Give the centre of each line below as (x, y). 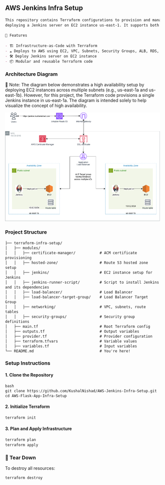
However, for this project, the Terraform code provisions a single (89, 95)
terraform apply (22, 445)
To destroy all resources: (30, 468)
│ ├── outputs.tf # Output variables (72, 331)
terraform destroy (24, 478)
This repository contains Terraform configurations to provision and (78, 20)
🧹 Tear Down (20, 458)
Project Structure (26, 232)
